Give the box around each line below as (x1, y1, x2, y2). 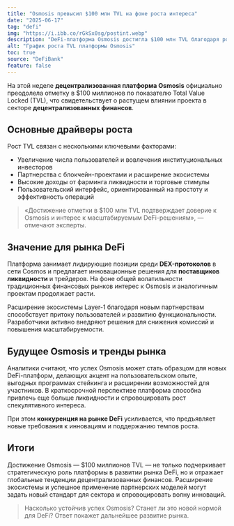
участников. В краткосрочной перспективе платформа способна (7, 386, 202, 395)
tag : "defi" (7, 23, 42, 30)
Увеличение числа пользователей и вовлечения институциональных (17, 156, 223, 164)
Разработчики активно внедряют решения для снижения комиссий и (7, 318, 214, 326)
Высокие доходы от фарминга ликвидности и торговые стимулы (17, 178, 210, 186)
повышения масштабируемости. (7, 325, 104, 333)
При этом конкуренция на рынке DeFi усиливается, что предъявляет (7, 414, 216, 423)
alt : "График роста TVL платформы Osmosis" (7, 43, 136, 50)
